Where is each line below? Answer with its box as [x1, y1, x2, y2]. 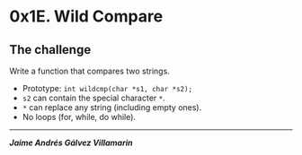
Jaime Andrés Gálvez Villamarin [9, 137, 133, 148]
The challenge [9, 42, 92, 57]
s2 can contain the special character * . [22, 92, 166, 103]
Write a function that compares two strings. [9, 65, 171, 76]
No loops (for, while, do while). [22, 112, 137, 122]
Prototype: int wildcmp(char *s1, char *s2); [22, 83, 193, 93]
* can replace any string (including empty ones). [22, 102, 202, 113]
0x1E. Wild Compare [9, 6, 164, 27]
